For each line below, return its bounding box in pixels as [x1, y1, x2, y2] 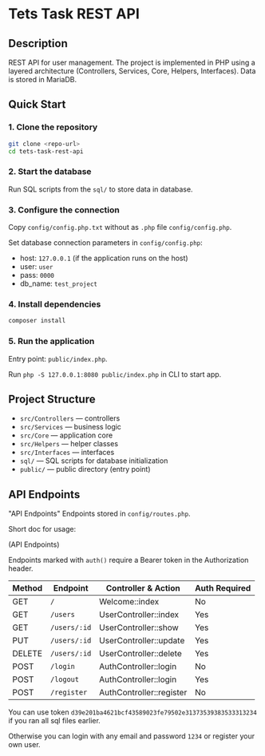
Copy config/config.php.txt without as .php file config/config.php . [8, 223, 232, 232]
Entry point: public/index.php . [8, 354, 108, 363]
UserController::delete [99, 648, 182, 659]
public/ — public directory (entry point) [19, 465, 151, 474]
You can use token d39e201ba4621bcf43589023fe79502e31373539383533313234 [8, 707, 257, 717]
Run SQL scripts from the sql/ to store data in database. [8, 184, 193, 194]
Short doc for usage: [8, 524, 77, 534]
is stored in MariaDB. [8, 75, 77, 84]
